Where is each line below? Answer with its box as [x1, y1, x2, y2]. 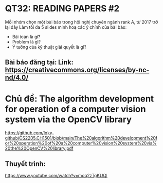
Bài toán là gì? [12, 34, 40, 40]
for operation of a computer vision [5, 103, 146, 115]
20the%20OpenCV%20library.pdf [5, 145, 74, 151]
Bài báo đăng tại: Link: [5, 58, 74, 66]
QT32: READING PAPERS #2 [5, 3, 120, 14]
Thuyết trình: [5, 160, 46, 168]
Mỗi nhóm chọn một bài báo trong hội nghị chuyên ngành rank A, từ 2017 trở [5, 19, 158, 25]
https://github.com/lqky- [5, 130, 54, 136]
